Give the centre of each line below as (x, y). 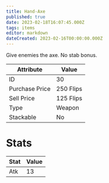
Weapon (68, 108)
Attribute (30, 69)
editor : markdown (27, 33)
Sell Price (22, 98)
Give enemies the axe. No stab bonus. (52, 55)
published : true (26, 17)
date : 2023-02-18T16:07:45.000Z (45, 22)
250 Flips (69, 89)
